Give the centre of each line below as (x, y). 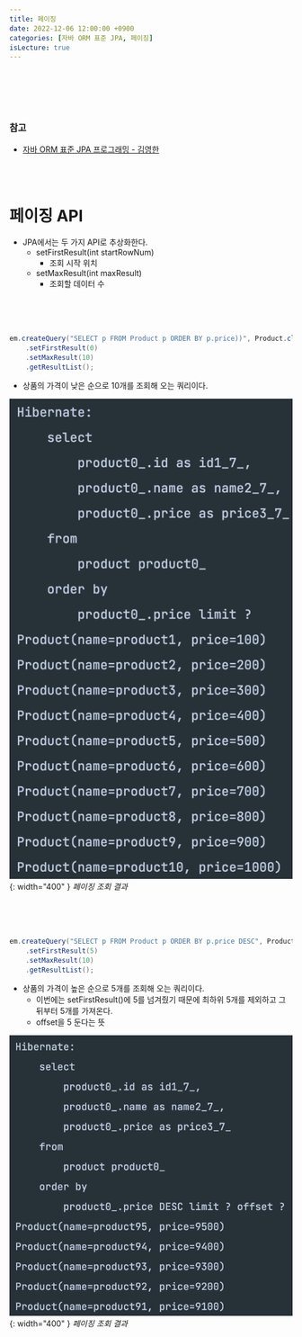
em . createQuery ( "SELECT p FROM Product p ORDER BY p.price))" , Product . (148, 339)
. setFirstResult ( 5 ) (62, 951)
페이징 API (46, 215)
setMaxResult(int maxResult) (89, 274)
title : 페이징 (33, 19)
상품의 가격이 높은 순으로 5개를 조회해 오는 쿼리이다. (113, 988)
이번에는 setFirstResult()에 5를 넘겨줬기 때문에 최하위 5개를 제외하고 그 (160, 1000)
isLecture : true (40, 48)
